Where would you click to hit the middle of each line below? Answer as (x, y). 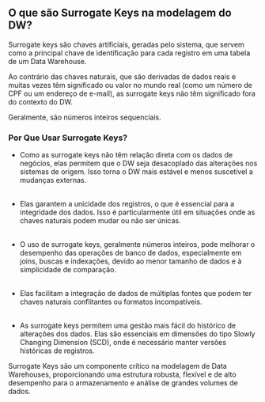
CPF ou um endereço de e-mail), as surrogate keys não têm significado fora (132, 93)
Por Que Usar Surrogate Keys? (68, 138)
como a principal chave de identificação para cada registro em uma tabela (129, 53)
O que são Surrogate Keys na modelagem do (120, 13)
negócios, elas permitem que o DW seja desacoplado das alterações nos (138, 163)
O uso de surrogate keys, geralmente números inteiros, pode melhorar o (137, 245)
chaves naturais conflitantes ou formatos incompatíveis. (111, 302)
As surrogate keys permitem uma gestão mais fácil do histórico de (127, 326)
